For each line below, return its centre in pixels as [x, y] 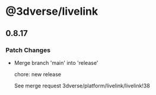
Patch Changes [28, 50]
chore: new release [38, 74]
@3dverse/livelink [52, 12]
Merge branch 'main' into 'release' [56, 63]
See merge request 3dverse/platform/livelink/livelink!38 [82, 86]
